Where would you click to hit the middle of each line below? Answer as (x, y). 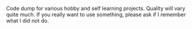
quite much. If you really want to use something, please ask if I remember (96, 14)
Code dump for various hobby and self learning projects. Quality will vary (96, 8)
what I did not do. (28, 21)
